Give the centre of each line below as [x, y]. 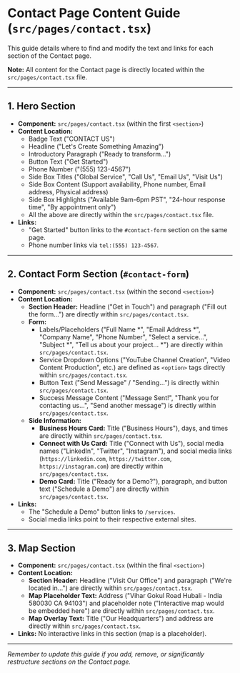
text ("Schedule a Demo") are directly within [104, 489]
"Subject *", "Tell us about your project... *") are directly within [131, 344]
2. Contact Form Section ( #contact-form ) [98, 274]
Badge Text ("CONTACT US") [72, 139]
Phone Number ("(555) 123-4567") [80, 169]
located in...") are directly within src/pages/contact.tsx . [110, 588]
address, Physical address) [68, 191]
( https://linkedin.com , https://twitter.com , [105, 458]
